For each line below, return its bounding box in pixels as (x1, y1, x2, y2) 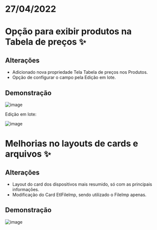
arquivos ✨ (5, 148, 51, 160)
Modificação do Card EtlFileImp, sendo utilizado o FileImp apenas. (12, 192, 147, 198)
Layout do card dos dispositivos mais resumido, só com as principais (12, 181, 153, 187)
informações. (12, 187, 39, 192)
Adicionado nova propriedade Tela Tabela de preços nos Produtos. (12, 69, 148, 75)
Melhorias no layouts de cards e (5, 138, 138, 149)
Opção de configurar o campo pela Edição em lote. (12, 75, 116, 81)
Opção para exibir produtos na (5, 26, 132, 37)
